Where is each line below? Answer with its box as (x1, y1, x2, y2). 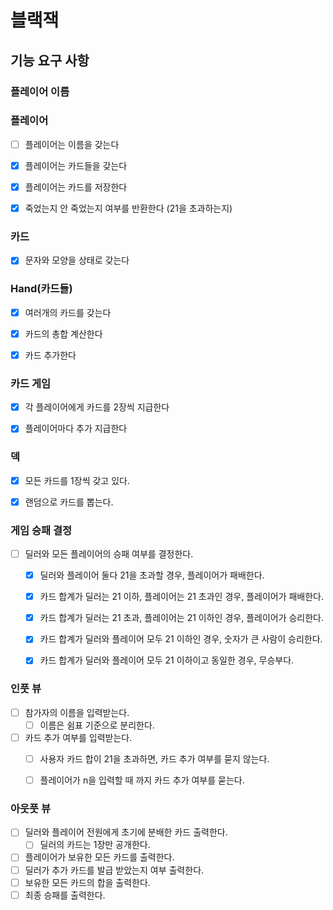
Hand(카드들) (10, 282, 73, 296)
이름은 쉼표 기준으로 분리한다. (39, 719, 155, 731)
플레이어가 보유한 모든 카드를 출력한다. (24, 851, 175, 863)
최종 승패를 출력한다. (24, 889, 106, 901)
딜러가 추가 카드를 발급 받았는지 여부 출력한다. (24, 864, 205, 876)
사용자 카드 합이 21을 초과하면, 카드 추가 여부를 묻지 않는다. (39, 752, 270, 765)
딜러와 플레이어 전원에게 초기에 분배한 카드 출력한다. (24, 826, 228, 838)
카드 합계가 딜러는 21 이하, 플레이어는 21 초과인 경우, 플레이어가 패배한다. (39, 591, 325, 603)
